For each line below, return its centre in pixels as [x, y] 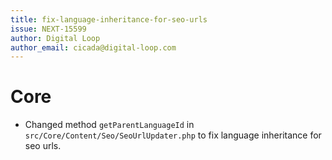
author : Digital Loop [55, 38]
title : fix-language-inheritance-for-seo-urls [109, 19]
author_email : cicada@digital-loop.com [93, 47]
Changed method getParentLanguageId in [109, 125]
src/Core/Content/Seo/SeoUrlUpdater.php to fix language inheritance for [173, 135]
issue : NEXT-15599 [48, 29]
